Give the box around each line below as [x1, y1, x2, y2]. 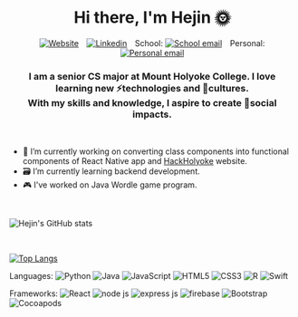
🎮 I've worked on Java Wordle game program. [22, 179, 197, 190]
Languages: [9, 271, 53, 282]
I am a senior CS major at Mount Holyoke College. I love [28, 70, 276, 82]
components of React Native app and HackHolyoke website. [22, 156, 247, 167]
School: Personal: [134, 37, 265, 48]
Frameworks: [9, 288, 59, 299]
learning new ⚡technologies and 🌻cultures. [55, 82, 249, 94]
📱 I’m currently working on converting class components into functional [22, 146, 290, 157]
